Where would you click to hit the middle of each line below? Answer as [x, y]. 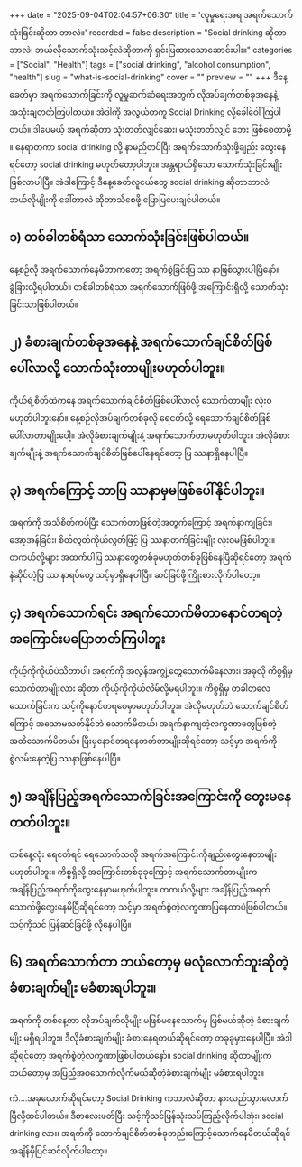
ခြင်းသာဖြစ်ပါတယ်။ [44, 304]
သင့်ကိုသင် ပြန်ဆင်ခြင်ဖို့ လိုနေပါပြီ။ [70, 925]
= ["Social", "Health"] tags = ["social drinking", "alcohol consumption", [140, 65]
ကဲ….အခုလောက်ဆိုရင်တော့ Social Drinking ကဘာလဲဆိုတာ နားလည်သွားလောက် [149, 1098]
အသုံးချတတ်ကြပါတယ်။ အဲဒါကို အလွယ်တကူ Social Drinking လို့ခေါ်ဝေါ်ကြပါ [145, 112]
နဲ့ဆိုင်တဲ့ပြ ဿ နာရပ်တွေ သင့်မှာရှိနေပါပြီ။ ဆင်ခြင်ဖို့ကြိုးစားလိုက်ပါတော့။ [135, 575]
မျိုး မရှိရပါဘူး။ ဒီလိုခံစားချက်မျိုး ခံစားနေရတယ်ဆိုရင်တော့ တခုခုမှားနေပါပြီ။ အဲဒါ [151, 1038]
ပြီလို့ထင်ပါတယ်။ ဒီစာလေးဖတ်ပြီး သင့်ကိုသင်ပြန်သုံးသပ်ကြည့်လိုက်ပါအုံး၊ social [146, 1116]
